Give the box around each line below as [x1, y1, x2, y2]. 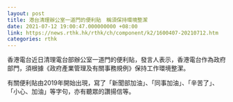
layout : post [7, 10, 45, 17]
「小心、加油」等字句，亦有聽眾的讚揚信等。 [7, 88, 135, 96]
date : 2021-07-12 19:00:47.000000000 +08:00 [7, 23, 138, 30]
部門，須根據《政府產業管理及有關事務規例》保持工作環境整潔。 [7, 64, 189, 72]
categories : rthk [7, 36, 58, 43]
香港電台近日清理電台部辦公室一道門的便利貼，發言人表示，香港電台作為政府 [7, 56, 226, 64]
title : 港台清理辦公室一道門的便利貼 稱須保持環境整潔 [7, 17, 148, 23]
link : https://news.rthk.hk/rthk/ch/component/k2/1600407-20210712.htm [7, 29, 218, 37]
